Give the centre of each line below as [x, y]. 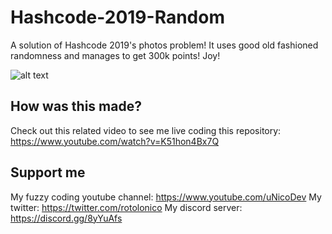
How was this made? [76, 106]
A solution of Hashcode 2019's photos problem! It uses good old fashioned [164, 45]
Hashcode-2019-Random [117, 17]
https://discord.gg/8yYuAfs [66, 218]
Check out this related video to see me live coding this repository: [146, 130]
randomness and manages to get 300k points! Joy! [115, 55]
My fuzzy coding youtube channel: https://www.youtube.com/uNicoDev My [166, 197]
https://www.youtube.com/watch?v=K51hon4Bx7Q [115, 141]
